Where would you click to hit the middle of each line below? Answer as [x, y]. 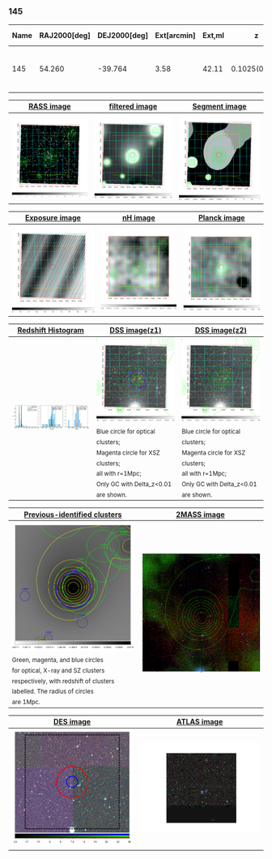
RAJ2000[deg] [65, 36]
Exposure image [53, 218]
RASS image [49, 106]
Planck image [221, 218]
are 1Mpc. [26, 703]
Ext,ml [213, 36]
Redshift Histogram [51, 331]
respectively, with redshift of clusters [63, 681]
